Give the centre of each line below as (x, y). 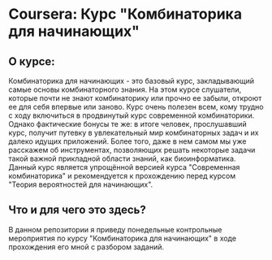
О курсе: (32, 61)
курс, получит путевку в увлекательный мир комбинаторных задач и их (134, 132)
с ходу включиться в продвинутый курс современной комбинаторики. (132, 115)
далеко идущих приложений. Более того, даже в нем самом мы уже (127, 141)
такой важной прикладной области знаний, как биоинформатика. (122, 158)
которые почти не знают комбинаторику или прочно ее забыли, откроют (135, 98)
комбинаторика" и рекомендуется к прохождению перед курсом (122, 176)
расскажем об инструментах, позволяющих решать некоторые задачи (132, 150)
